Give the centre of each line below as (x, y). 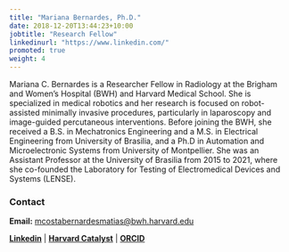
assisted (25, 113)
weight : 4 (28, 59)
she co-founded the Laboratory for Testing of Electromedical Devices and (145, 169)
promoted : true (37, 51)
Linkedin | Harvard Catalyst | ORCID (77, 239)
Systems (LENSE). (42, 179)
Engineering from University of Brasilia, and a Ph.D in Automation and (137, 141)
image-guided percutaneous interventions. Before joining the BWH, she (140, 122)
